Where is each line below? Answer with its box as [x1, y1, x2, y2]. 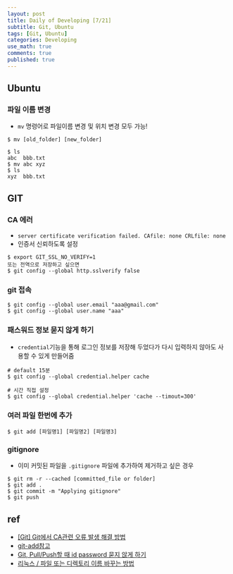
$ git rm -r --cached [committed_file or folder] [7, 475, 156, 483]
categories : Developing [7, 37, 77, 44]
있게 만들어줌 [38, 351, 75, 360]
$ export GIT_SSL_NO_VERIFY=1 [7, 254, 96, 261]
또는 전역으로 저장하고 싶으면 [7, 262, 80, 269]
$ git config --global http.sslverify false [7, 267, 140, 275]
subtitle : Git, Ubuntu [7, 23, 74, 30]
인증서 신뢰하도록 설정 [17, 240, 79, 248]
